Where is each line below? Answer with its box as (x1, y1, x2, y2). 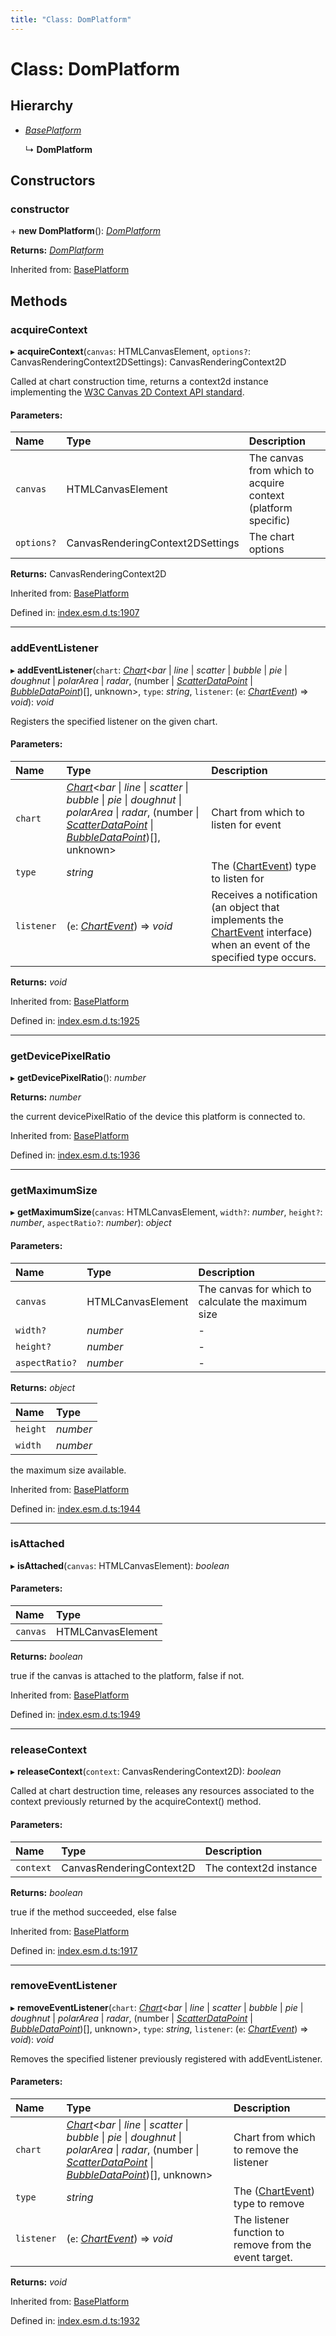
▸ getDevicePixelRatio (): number (10, 1072, 147, 1083)
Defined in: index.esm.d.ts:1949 (10, 1709, 141, 1720)
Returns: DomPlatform (10, 244, 105, 256)
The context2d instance (204, 1861, 318, 1875)
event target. (233, 2251, 293, 2264)
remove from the (233, 2238, 312, 2251)
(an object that (211, 900, 280, 914)
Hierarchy (10, 97, 74, 115)
